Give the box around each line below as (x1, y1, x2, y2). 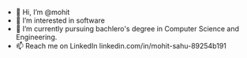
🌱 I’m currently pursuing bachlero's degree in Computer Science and (15, 24, 239, 33)
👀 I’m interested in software (15, 16, 105, 25)
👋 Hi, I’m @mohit (15, 8, 70, 16)
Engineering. (15, 32, 58, 42)
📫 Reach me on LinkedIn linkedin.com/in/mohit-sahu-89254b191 (15, 42, 227, 50)
